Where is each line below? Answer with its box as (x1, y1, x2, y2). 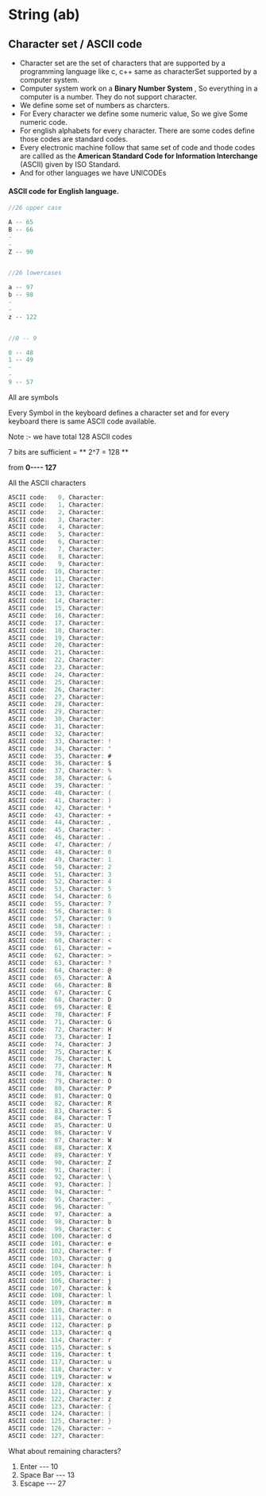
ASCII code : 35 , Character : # (8, 752, 112, 760)
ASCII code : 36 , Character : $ (8, 759, 112, 768)
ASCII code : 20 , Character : (8, 641, 105, 649)
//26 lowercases (8, 269, 62, 277)
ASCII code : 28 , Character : (8, 700, 105, 708)
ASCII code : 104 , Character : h (8, 1262, 112, 1269)
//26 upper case (8, 204, 62, 212)
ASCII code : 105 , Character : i (8, 1269, 112, 1277)
